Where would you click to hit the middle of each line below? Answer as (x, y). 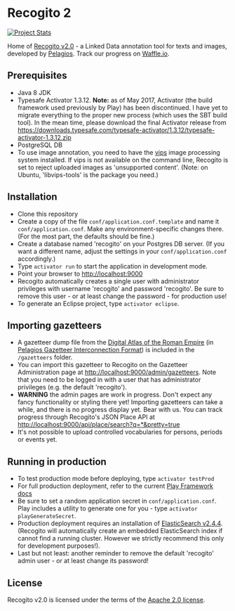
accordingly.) (36, 259)
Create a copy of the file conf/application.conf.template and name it (118, 221)
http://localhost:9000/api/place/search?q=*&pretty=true (99, 425)
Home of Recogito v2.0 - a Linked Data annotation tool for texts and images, (117, 46)
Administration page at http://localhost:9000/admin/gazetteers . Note (116, 372)
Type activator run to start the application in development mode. (113, 266)
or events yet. (37, 439)
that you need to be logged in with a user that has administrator (109, 380)
